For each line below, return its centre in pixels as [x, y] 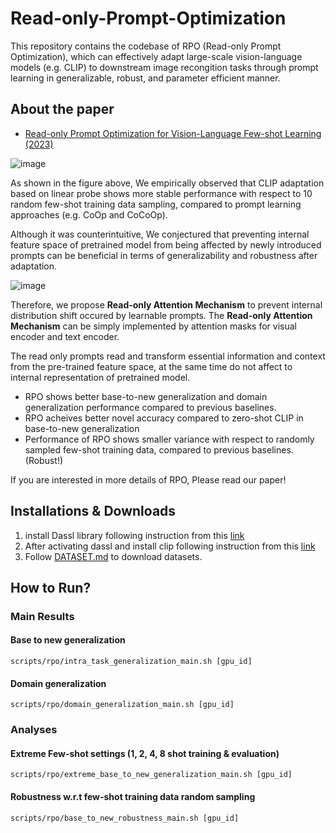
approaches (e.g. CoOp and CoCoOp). [89, 214]
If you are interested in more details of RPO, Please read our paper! [148, 479]
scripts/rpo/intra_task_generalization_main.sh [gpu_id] [131, 662]
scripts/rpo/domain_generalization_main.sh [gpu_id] [122, 705]
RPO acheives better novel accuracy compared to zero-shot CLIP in [164, 418]
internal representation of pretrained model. [100, 377]
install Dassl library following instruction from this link [134, 535]
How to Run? [51, 587]
